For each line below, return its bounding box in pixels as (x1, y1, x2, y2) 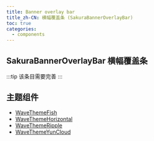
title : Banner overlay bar (6, 9, 75, 15)
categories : (6, 26, 37, 32)
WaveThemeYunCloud (15, 128, 71, 136)
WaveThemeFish (15, 109, 57, 116)
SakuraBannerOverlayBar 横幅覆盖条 (6, 55, 148, 66)
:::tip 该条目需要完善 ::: (6, 72, 63, 80)
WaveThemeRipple (15, 122, 63, 129)
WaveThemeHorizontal (15, 115, 73, 122)
